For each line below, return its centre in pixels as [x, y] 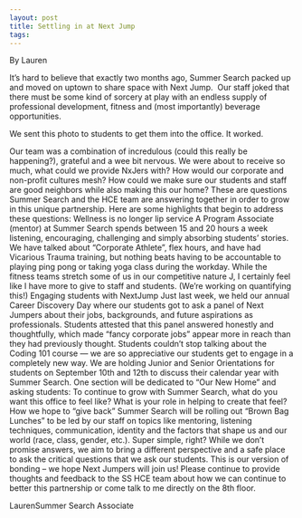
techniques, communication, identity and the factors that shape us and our [148, 430]
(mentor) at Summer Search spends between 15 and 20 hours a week [139, 228]
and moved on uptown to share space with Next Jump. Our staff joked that [149, 88]
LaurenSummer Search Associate [71, 506]
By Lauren [28, 61]
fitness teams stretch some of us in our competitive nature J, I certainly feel [150, 276]
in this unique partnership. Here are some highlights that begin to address [146, 209]
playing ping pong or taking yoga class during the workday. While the [138, 267]
